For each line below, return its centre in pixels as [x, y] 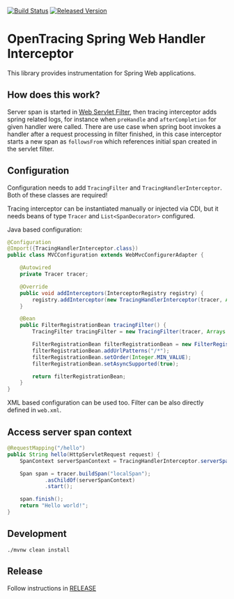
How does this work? [54, 95]
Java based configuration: [45, 229]
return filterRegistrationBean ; [79, 377]
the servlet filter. [31, 149]
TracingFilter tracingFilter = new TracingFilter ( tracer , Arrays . [131, 332]
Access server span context [70, 432]
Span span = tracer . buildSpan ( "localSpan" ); [85, 473]
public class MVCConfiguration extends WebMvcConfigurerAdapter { [106, 255]
